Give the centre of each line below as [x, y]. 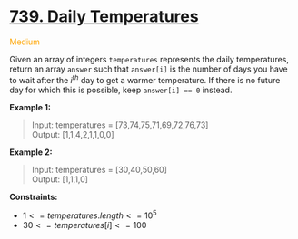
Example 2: [31, 152]
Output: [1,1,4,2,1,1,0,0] [73, 134]
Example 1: [30, 107]
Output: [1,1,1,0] [60, 179]
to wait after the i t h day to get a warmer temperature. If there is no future [145, 79]
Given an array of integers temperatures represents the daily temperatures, [149, 59]
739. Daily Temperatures [104, 17]
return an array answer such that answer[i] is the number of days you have [149, 69]
